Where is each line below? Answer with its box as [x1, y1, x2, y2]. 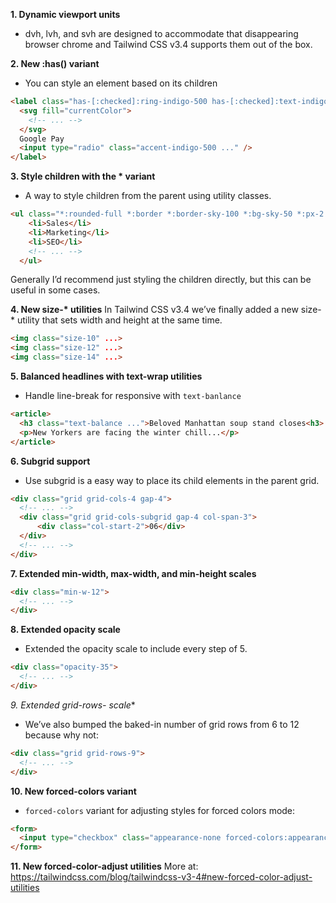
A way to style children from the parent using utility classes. [24, 190, 272, 202]
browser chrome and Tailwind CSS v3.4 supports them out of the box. [24, 39, 313, 50]
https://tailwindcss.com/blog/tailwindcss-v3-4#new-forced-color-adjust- [10, 871, 313, 883]
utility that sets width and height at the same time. [16, 314, 223, 326]
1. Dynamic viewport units [10, 9, 121, 20]
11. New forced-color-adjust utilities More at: [10, 860, 199, 873]
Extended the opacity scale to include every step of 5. [24, 643, 248, 655]
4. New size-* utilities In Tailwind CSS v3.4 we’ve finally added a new [10, 304, 299, 316]
